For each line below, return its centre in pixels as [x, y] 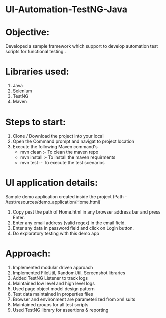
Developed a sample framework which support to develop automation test [82, 46]
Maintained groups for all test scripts [50, 304]
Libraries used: [37, 72]
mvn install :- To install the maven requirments [68, 157]
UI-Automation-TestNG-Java [66, 9]
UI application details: [51, 183]
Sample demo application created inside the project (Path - [66, 196]
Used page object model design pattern [54, 289]
